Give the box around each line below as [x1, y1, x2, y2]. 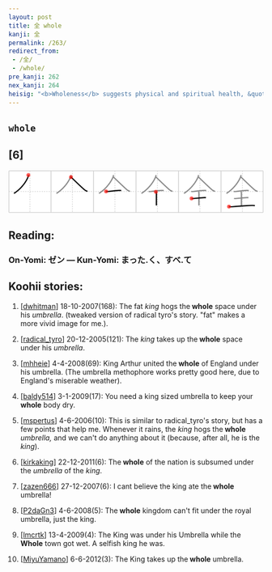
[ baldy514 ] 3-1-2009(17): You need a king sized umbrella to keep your [19, 391, 253, 400]
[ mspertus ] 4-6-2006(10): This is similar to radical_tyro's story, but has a [19, 415, 263, 425]
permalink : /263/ [8, 39, 67, 47]
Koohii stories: [8, 280, 83, 294]
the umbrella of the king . [19, 465, 103, 475]
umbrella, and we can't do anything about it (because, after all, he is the [19, 433, 261, 443]
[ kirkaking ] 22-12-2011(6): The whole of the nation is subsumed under [19, 457, 254, 467]
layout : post [8, 13, 53, 21]
